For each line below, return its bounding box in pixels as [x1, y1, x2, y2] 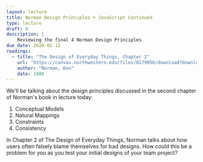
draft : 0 [6, 25, 28, 32]
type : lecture [6, 20, 42, 26]
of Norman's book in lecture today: [6, 94, 93, 101]
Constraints [14, 118, 44, 126]
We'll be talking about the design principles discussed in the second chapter [6, 87, 196, 94]
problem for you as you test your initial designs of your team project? [6, 149, 178, 157]
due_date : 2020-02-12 [6, 43, 61, 49]
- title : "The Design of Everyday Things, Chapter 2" [11, 54, 150, 60]
